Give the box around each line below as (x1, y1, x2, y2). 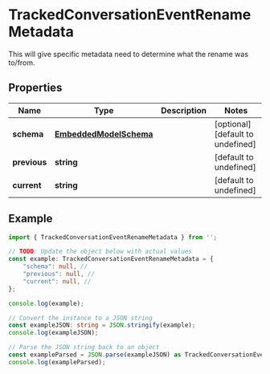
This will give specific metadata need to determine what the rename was (8, 49, 249, 59)
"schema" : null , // (22, 262, 88, 270)
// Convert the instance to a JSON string (8, 314, 153, 322)
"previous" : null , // (22, 270, 95, 278)
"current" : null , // (22, 277, 92, 286)
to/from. (8, 58, 35, 67)
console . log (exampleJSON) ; (8, 329, 99, 337)
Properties (8, 81, 63, 95)
